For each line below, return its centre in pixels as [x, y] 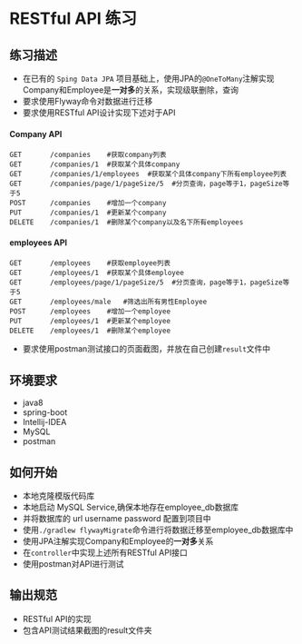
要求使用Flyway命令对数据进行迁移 [88, 101]
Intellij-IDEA [44, 422]
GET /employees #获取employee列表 [90, 263]
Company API [36, 134]
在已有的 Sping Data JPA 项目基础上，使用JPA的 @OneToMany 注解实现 [148, 79]
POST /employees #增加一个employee [90, 312]
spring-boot [45, 412]
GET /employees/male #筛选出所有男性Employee [108, 302]
